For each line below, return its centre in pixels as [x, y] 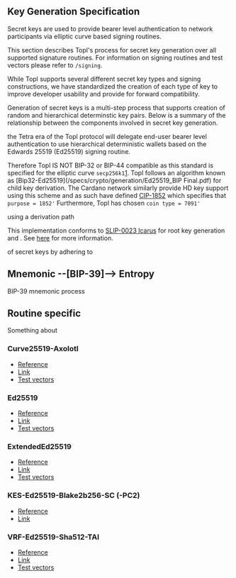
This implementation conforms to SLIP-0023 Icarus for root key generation [116, 230]
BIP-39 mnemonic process [46, 291]
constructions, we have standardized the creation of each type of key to [113, 86]
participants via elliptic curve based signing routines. [84, 36]
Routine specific [44, 314]
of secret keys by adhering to [50, 252]
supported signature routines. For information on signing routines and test [115, 57]
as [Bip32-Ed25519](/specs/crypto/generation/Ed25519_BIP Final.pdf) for [114, 180]
